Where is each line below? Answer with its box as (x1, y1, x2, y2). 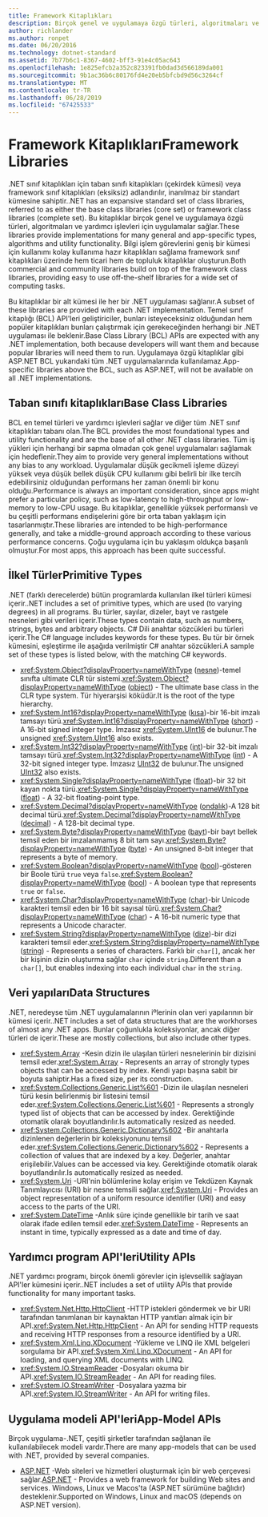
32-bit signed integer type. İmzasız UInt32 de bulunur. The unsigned (19, 758, 244, 768)
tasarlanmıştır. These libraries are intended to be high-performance (8, 520, 228, 529)
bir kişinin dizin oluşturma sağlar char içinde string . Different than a (19, 954, 242, 964)
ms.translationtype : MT (8, 78, 88, 87)
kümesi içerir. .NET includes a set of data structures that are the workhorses (8, 1016, 258, 1025)
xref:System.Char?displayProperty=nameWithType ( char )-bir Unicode (19, 895, 250, 904)
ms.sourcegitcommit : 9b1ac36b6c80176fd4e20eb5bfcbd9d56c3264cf (8, 71, 224, 79)
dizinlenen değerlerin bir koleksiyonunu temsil (19, 1133, 172, 1143)
